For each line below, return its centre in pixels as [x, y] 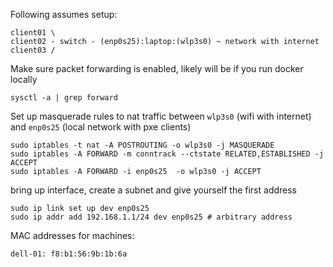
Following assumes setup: [64, 14]
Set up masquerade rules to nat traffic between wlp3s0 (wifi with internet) [161, 116]
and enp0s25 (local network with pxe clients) [101, 127]
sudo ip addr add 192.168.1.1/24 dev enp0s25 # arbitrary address [151, 217]
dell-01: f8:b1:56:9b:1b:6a [69, 254]
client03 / [33, 50]
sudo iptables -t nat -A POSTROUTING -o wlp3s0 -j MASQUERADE [142, 145]
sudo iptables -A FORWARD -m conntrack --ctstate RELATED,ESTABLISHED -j [167, 154]
